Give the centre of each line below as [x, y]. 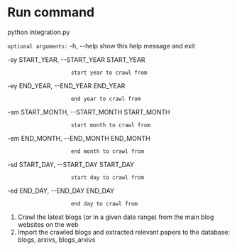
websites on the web [48, 224]
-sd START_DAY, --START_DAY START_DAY [71, 164]
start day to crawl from [107, 177]
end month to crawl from [107, 151]
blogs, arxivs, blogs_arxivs [56, 240]
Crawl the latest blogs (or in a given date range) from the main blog [116, 217]
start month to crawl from [111, 125]
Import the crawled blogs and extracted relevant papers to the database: [124, 232]
